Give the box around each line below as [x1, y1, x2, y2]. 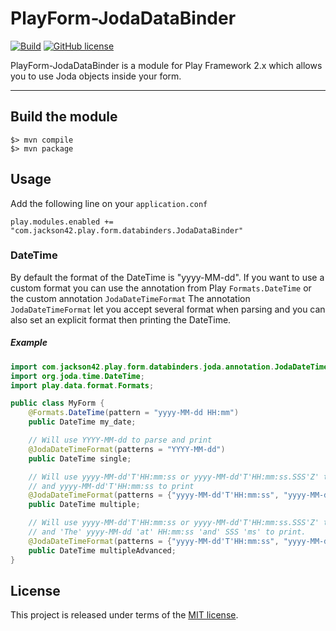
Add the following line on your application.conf [10, 197, 208, 209]
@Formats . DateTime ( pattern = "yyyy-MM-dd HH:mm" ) [28, 408, 240, 418]
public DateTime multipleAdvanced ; [28, 545, 177, 556]
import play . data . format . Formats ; [10, 380, 155, 391]
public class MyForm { [10, 398, 105, 409]
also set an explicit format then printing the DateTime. [10, 313, 232, 326]
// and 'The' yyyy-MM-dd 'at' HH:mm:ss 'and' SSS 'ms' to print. [28, 527, 307, 537]
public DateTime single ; [28, 453, 132, 464]
